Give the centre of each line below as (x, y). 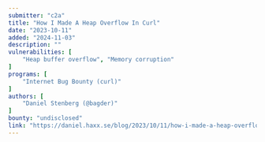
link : (17, 125)
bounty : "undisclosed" (45, 118)
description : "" (35, 45)
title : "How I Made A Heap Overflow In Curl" (84, 23)
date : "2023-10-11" (40, 30)
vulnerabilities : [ (40, 52)
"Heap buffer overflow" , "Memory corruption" (99, 60)
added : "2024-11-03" (42, 37)
